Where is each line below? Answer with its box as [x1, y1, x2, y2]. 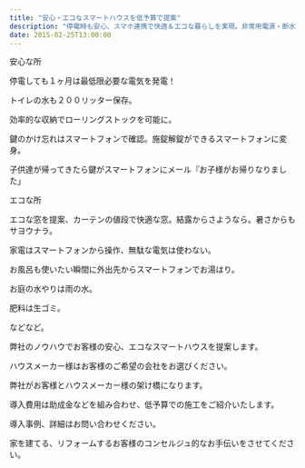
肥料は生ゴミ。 [9, 303, 65, 314]
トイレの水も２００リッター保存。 [9, 95, 137, 105]
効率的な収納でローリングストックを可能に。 [9, 115, 177, 125]
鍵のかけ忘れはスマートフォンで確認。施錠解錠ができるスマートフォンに [9, 134, 280, 144]
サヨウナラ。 [9, 225, 57, 236]
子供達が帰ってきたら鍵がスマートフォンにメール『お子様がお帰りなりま [9, 164, 280, 175]
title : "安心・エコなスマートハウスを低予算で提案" [9, 13, 182, 23]
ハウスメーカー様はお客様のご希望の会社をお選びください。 [9, 361, 232, 372]
